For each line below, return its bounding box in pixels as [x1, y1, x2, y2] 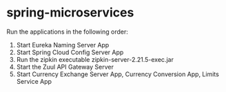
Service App [16, 77, 52, 85]
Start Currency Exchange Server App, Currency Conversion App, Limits [16, 70, 220, 78]
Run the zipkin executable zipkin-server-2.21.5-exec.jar [16, 55, 174, 63]
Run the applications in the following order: [6, 27, 128, 36]
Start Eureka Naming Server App [16, 41, 110, 49]
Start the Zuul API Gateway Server [16, 62, 114, 71]
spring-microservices [6, 5, 134, 21]
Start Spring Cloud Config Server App [16, 48, 124, 56]
